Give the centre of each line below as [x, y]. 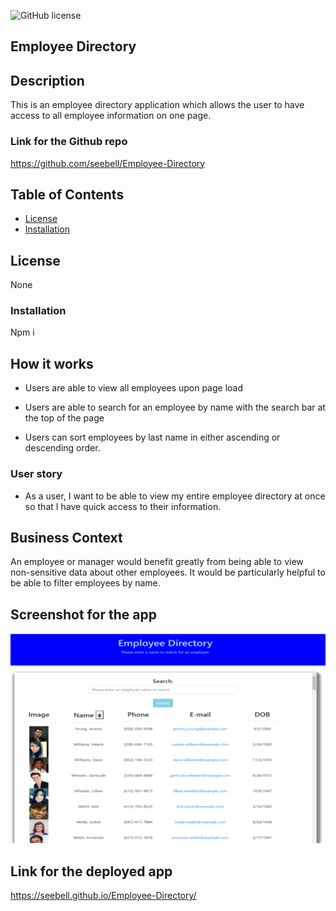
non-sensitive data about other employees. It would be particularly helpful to [168, 572]
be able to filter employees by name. [85, 583]
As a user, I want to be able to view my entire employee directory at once [175, 496]
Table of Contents [67, 194]
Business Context [66, 537]
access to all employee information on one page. [111, 116]
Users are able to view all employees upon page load [134, 388]
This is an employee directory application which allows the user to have [157, 105]
